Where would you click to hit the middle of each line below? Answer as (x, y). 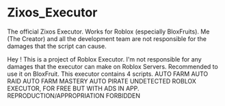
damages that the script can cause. (57, 46)
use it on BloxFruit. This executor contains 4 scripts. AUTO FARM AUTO (108, 74)
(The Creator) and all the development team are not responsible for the (107, 38)
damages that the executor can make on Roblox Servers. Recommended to (113, 66)
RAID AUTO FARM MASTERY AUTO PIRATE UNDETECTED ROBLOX (102, 81)
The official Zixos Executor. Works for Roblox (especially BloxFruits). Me (108, 31)
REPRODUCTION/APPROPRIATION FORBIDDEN (74, 95)
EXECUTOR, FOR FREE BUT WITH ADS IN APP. (73, 88)
